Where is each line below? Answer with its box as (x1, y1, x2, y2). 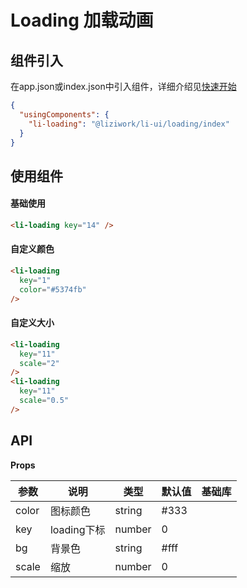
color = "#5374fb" (19, 284, 87, 295)
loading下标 (49, 522, 106, 536)
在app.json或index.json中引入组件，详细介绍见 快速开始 (10, 81, 237, 92)
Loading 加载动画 (10, 9, 154, 32)
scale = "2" (19, 358, 60, 368)
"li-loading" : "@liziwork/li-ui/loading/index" (28, 119, 230, 129)
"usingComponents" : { (19, 109, 110, 120)
